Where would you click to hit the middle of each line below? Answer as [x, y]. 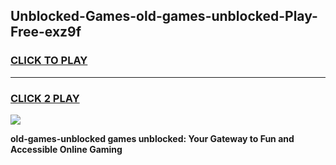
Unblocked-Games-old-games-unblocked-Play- [164, 16]
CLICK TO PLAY [49, 61]
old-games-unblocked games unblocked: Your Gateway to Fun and [152, 138]
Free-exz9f [46, 32]
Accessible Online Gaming [66, 149]
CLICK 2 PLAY [45, 98]
